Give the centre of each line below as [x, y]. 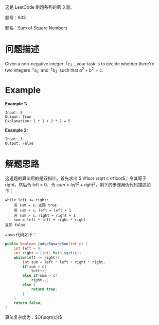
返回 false [15, 225]
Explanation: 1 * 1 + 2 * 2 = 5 [38, 121]
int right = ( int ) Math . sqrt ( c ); [48, 253]
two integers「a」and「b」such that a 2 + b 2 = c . [54, 70]
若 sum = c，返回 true [35, 205]
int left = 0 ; [28, 249]
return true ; [44, 289]
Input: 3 [14, 139]
